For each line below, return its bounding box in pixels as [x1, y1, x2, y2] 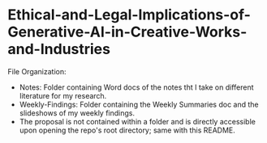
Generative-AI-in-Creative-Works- [7, 23, 248, 41]
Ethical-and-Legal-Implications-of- [7, 6, 251, 24]
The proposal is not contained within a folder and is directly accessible [19, 116, 256, 126]
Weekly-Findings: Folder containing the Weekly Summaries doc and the [19, 99, 259, 109]
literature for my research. [19, 90, 107, 100]
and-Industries [7, 40, 111, 58]
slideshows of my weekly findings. [19, 107, 136, 118]
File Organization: [7, 66, 67, 76]
